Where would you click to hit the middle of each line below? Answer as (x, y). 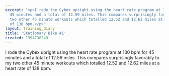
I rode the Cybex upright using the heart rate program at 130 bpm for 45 (80, 52)
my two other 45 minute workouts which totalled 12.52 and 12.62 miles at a (82, 63)
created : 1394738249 (27, 38)
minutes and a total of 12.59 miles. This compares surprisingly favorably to (82, 57)
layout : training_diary (30, 29)
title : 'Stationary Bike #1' (36, 33)
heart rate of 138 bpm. (28, 68)
